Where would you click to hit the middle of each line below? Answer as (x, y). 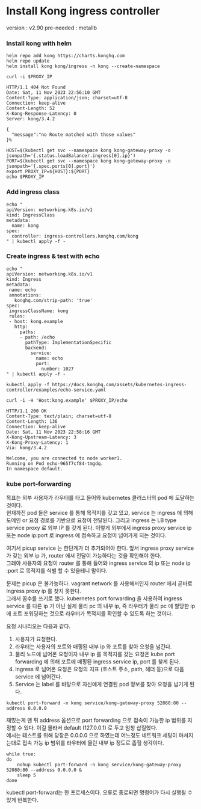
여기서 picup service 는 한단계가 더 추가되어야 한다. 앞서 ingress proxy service (100, 548)
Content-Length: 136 (32, 421)
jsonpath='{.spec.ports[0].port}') (51, 167)
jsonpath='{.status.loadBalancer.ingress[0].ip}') (71, 156)
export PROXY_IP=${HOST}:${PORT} (48, 172)
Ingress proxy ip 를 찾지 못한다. (44, 591)
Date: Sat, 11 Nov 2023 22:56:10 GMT (54, 93)
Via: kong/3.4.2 (26, 448)
